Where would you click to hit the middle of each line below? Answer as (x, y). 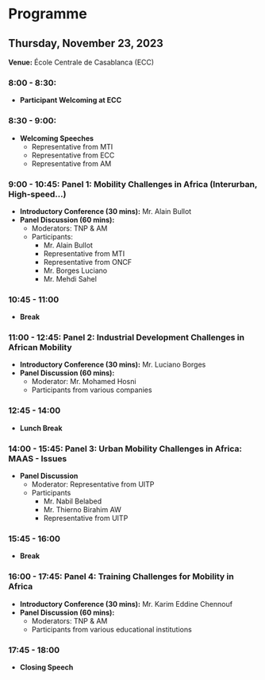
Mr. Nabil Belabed (72, 501)
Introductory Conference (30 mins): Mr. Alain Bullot (106, 211)
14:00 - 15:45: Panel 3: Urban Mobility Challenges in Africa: (125, 449)
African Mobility (40, 348)
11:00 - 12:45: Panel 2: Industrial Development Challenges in (126, 337)
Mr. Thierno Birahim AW (82, 510)
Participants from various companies (92, 390)
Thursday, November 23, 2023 (86, 43)
